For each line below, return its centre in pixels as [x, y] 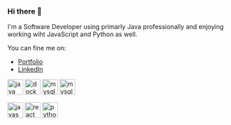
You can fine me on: [37, 48]
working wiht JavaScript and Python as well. [72, 34]
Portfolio [30, 62]
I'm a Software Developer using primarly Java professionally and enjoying [116, 27]
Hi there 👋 [25, 11]
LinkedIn [30, 70]
